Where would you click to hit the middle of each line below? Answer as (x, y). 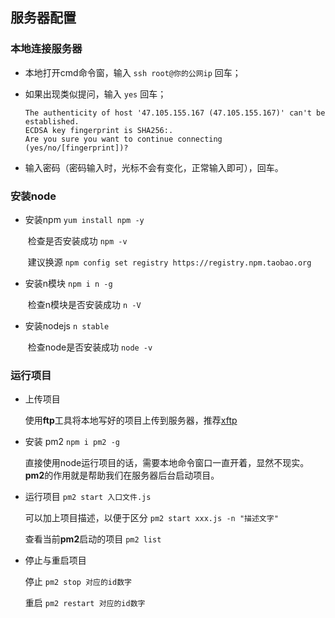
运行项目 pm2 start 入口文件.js (88, 497)
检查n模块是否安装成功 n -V (84, 304)
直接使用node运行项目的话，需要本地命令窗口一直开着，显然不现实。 (167, 463)
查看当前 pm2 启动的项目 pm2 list (93, 539)
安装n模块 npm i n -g (68, 283)
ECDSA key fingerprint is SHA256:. (99, 130)
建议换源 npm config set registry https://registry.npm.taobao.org (169, 262)
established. (52, 121)
